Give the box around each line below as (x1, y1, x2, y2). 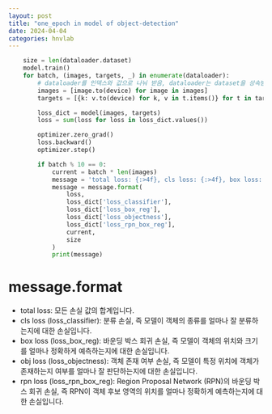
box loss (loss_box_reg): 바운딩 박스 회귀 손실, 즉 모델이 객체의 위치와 (19, 336, 244, 346)
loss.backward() (37, 138, 92, 146)
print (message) (51, 251, 104, 259)
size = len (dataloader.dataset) (23, 57, 132, 65)
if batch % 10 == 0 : (37, 160, 107, 168)
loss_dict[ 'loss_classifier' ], (66, 198, 172, 206)
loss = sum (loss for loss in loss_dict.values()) (37, 116, 208, 125)
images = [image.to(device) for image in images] (37, 87, 208, 95)
